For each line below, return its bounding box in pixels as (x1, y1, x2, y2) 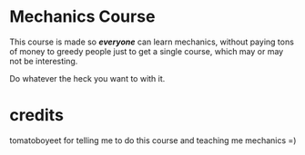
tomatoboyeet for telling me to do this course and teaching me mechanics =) (9, 134, 297, 146)
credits (9, 105, 64, 126)
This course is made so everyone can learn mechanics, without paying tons (9, 36, 294, 47)
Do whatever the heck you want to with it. (9, 73, 166, 83)
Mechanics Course (9, 6, 156, 27)
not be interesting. (9, 55, 78, 66)
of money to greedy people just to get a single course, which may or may (9, 45, 284, 56)
